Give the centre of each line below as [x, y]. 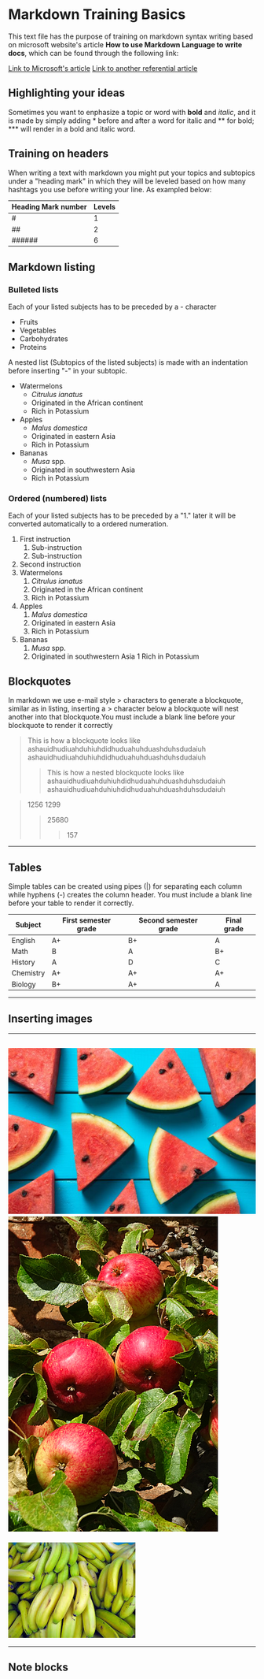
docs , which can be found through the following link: [93, 53]
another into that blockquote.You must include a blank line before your [122, 717]
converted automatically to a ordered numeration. [88, 524]
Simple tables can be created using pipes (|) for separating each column [125, 886]
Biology [24, 984]
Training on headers [59, 154]
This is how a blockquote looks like [84, 741]
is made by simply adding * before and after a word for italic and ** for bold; [131, 121]
